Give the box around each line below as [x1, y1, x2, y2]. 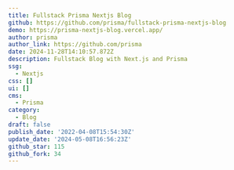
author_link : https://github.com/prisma [8, 41, 143, 49]
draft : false [8, 121, 51, 128]
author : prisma [8, 33, 58, 42]
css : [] [8, 77, 34, 85]
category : [8, 107, 41, 114]
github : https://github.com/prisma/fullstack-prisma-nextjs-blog [8, 19, 226, 27]
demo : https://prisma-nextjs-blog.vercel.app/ [8, 26, 163, 34]
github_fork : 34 [8, 150, 61, 157]
